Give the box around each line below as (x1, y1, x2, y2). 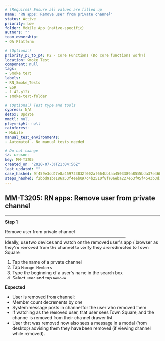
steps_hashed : (5, 176, 34, 181)
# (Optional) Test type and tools (5, 103, 76, 108)
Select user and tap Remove (12, 275, 66, 281)
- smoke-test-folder (5, 94, 48, 99)
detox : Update (5, 112, 34, 117)
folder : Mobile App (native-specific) (5, 26, 84, 31)
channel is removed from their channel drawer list (12, 315, 113, 321)
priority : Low (5, 21, 34, 26)
